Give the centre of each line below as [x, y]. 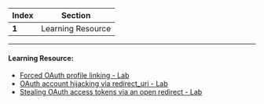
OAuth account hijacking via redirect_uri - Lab [93, 84]
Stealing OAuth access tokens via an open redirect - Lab [111, 92]
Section [76, 15]
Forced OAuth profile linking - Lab [74, 75]
